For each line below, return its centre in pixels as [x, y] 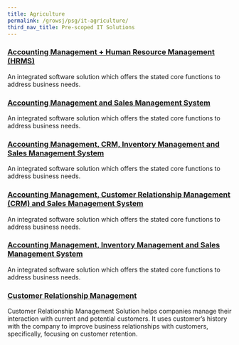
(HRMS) [21, 61]
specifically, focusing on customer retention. [73, 334]
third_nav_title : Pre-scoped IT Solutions [71, 27]
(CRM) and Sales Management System [75, 204]
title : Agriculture [36, 14]
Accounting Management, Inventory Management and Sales [114, 245]
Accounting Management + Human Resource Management [111, 52]
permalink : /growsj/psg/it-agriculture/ [68, 21]
